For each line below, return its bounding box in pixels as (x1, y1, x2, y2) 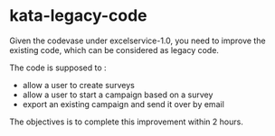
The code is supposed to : (9, 62, 107, 73)
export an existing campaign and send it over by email (22, 98, 224, 109)
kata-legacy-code (9, 5, 147, 26)
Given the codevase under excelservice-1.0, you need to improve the (9, 35, 266, 46)
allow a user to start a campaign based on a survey (22, 89, 213, 100)
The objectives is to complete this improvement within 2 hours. (9, 116, 244, 127)
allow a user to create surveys (22, 79, 136, 90)
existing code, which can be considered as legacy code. (9, 44, 220, 55)
